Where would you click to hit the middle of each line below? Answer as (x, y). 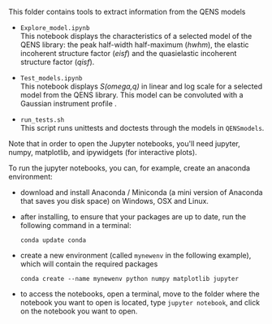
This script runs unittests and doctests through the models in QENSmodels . (142, 128)
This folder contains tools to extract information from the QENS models (127, 12)
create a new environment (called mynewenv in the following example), (136, 255)
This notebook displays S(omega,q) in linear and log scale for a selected (141, 86)
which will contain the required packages (89, 264)
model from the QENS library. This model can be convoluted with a (132, 95)
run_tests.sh (42, 120)
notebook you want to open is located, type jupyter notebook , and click (140, 302)
